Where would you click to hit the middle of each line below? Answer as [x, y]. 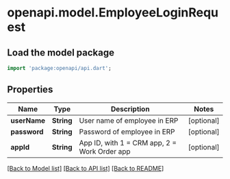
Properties [30, 89]
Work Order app [105, 151]
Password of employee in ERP [127, 132]
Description [130, 109]
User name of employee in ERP [129, 120]
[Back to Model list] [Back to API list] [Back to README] [86, 168]
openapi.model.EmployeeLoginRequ [113, 13]
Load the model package [61, 52]
